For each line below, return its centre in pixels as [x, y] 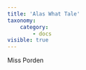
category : [35, 27]
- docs [42, 34]
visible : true [28, 40]
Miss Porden [26, 60]
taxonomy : [22, 21]
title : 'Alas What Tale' [44, 14]
